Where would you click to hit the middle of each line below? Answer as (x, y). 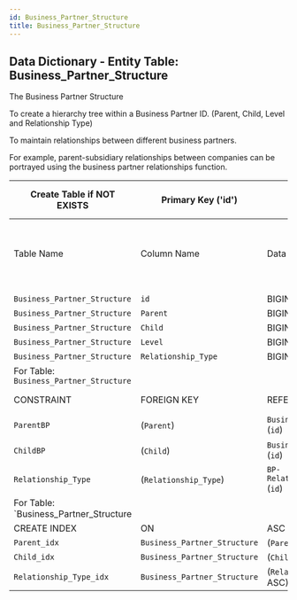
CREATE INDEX (45, 528)
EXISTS (73, 206)
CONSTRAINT (43, 400)
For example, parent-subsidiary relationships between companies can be (142, 158)
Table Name (38, 253)
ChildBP (30, 451)
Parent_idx (36, 543)
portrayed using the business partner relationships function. (118, 167)
